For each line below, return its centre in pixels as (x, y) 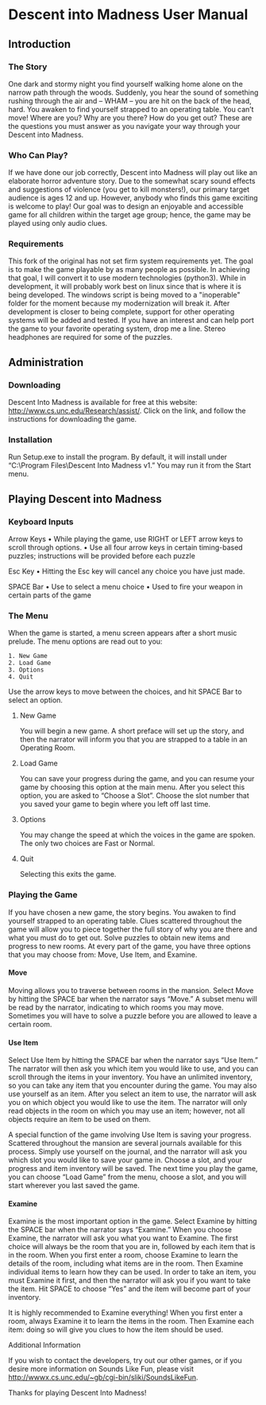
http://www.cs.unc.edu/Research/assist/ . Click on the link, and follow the (127, 411)
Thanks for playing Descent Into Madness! (77, 1393)
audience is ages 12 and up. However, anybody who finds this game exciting (133, 198)
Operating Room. (48, 748)
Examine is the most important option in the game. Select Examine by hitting (133, 1221)
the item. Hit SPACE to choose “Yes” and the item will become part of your (130, 1289)
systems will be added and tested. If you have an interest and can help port (131, 321)
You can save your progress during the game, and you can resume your (137, 779)
